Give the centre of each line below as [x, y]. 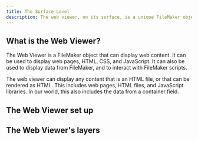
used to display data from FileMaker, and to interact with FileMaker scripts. [97, 68]
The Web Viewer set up [50, 110]
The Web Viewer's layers [53, 130]
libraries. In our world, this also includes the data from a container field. [93, 91]
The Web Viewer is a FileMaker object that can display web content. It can [96, 55]
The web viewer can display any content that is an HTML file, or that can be [98, 79]
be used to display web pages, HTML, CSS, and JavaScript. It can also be [95, 61]
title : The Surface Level [38, 12]
